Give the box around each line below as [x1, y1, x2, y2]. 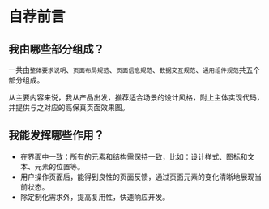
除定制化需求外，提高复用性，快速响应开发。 [19, 192, 170, 202]
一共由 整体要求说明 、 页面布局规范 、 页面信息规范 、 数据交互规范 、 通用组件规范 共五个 [8, 66, 261, 75]
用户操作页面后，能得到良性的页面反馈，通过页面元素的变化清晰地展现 [19, 172, 255, 181]
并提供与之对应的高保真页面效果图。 [8, 103, 130, 112]
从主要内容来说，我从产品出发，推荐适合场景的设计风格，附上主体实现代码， [8, 92, 264, 102]
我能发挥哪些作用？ [8, 129, 105, 143]
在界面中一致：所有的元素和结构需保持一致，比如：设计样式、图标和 [19, 151, 248, 161]
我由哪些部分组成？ [8, 42, 105, 56]
